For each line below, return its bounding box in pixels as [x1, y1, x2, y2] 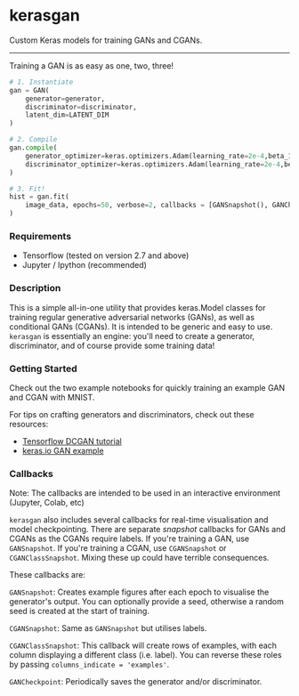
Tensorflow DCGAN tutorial [21, 435, 122, 446]
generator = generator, [25, 94, 105, 103]
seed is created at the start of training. [9, 606, 149, 617]
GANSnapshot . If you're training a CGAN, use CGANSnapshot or [9, 543, 227, 554]
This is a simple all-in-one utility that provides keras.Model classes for [9, 302, 266, 312]
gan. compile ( [9, 143, 58, 152]
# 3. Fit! [9, 184, 46, 193]
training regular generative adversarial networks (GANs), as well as [9, 312, 255, 322]
